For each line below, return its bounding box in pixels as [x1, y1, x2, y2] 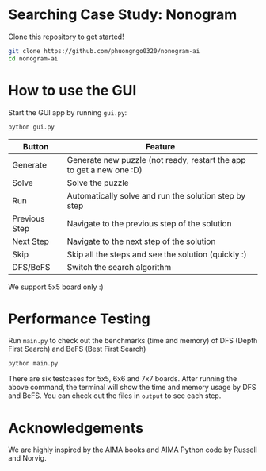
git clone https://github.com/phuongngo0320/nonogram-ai [8, 47, 200, 55]
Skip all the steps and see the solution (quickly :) [66, 249, 247, 260]
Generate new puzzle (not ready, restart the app [66, 154, 246, 165]
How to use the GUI [8, 81, 137, 99]
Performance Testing [8, 310, 150, 327]
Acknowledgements [8, 419, 144, 437]
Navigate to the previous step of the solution [66, 218, 232, 229]
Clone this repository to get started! [8, 32, 124, 41]
